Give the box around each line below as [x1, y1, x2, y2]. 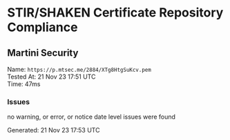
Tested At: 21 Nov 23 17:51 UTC [7, 72, 96, 81]
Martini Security [7, 47, 79, 59]
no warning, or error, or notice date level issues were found [7, 112, 176, 121]
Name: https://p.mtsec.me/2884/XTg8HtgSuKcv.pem [7, 66, 152, 73]
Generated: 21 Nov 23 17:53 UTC [7, 126, 100, 134]
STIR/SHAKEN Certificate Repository [7, 5, 224, 21]
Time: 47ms [7, 80, 41, 88]
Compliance [7, 19, 78, 35]
